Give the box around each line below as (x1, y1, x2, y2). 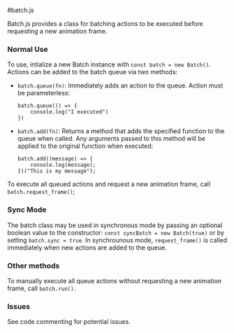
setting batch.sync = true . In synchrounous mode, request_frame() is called (7, 236, 228, 244)
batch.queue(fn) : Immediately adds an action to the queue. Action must (17, 81, 224, 90)
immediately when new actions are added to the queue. (7, 243, 168, 252)
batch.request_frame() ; (7, 187, 75, 196)
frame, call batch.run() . (7, 284, 76, 292)
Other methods (7, 261, 60, 271)
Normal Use (7, 44, 48, 54)
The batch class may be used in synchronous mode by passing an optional (7, 221, 223, 229)
